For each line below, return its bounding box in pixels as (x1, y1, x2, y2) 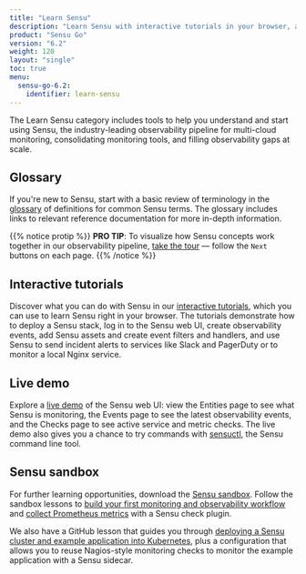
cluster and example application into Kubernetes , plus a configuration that (9, 535, 287, 546)
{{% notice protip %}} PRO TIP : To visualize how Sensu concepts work (9, 231, 275, 242)
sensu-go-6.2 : (17, 81, 71, 90)
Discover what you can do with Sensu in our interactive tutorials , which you (9, 301, 292, 312)
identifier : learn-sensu (25, 89, 120, 98)
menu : (9, 73, 30, 82)
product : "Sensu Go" (9, 30, 88, 39)
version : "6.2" (9, 38, 67, 48)
